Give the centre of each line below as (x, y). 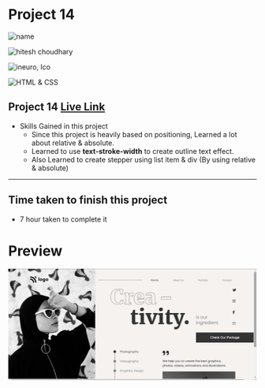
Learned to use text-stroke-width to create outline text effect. (132, 151)
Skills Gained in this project (63, 126)
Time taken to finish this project (88, 200)
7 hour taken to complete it (63, 219)
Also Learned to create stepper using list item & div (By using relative (144, 159)
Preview (35, 251)
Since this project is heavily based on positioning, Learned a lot (134, 134)
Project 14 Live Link (57, 107)
